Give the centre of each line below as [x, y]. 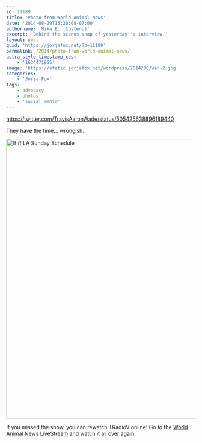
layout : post [23, 40]
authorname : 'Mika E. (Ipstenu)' [48, 29]
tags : [13, 85]
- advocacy [31, 91]
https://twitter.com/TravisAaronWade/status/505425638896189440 [90, 119]
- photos [28, 96]
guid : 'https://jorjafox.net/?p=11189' [56, 46]
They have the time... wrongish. [45, 130]
